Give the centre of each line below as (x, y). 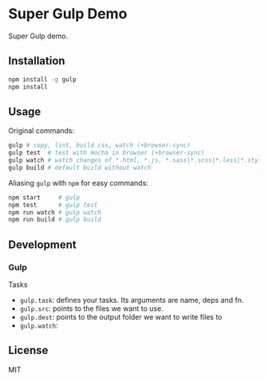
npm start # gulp (44, 197)
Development (43, 244)
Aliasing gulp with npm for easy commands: (79, 183)
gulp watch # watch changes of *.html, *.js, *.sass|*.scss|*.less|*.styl (135, 160)
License (28, 350)
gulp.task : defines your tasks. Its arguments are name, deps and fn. (132, 300)
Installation (37, 61)
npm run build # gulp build (55, 220)
